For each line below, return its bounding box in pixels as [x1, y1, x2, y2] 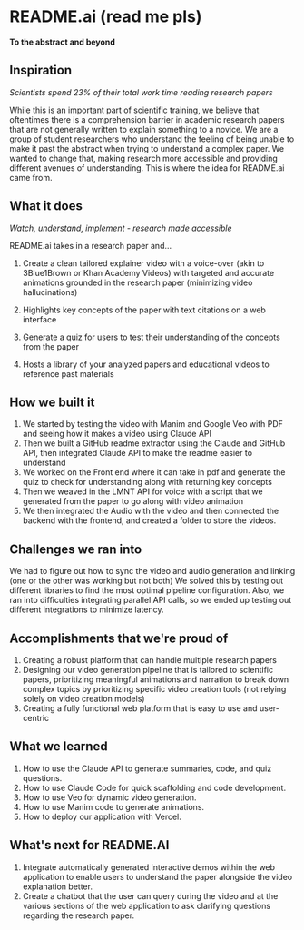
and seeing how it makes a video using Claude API [22, 429, 211, 440]
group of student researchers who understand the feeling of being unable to [9, 134, 295, 144]
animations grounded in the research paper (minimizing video [22, 277, 253, 288]
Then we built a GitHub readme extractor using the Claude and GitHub [22, 438, 286, 449]
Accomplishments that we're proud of [9, 630, 229, 646]
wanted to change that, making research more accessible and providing [9, 153, 279, 163]
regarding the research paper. [22, 910, 134, 921]
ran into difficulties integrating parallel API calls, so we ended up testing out [9, 595, 292, 606]
